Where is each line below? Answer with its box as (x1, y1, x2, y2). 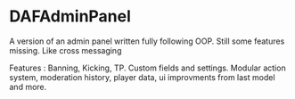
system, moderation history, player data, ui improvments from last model (9, 71, 275, 82)
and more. (9, 81, 47, 92)
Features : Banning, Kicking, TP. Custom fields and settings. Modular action (9, 62, 287, 73)
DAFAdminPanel (9, 6, 132, 27)
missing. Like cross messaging (9, 45, 122, 55)
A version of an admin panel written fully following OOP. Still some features (9, 36, 285, 46)
